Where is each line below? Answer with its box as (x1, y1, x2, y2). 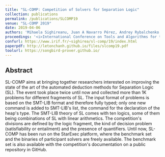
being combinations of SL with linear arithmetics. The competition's (5, 115, 142, 121)
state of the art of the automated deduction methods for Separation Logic (5, 84, 154, 90)
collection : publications (5, 12, 58, 17)
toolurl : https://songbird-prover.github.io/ (5, 48, 100, 53)
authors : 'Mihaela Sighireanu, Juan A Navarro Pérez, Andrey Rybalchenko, (5, 30, 162, 35)
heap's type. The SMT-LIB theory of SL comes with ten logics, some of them (5, 111, 160, 116)
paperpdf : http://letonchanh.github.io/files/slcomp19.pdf (5, 44, 129, 48)
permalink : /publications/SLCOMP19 (5, 16, 78, 21)
